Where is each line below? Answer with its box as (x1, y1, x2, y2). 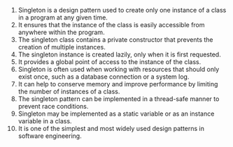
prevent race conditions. (17, 102, 89, 110)
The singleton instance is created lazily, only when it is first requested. (17, 50, 221, 59)
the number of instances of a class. (17, 87, 120, 95)
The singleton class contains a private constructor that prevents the (17, 36, 213, 44)
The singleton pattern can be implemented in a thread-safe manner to (17, 95, 220, 103)
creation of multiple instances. (17, 43, 106, 51)
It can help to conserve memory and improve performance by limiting (17, 80, 218, 88)
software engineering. (17, 132, 83, 140)
